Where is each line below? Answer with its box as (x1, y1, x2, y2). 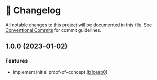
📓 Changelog (5, 5, 61, 16)
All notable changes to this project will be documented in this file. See (5, 22, 152, 28)
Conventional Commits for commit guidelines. (5, 27, 101, 33)
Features (5, 57, 28, 65)
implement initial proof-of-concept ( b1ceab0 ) (12, 69, 108, 75)
